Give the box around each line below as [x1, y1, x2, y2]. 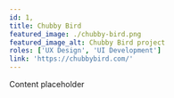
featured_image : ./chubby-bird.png [9, 29, 142, 38]
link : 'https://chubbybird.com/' [9, 54, 134, 63]
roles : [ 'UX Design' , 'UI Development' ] [9, 46, 162, 55]
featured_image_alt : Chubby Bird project [9, 37, 166, 47]
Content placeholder [9, 79, 85, 89]
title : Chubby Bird [9, 21, 82, 30]
